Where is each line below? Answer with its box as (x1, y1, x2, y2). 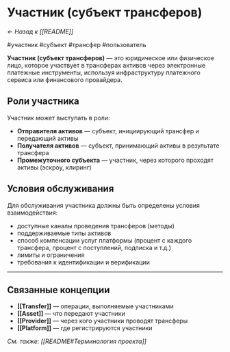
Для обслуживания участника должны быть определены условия (7, 201, 201, 209)
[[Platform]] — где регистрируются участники (16, 324, 153, 332)
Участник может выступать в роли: (7, 113, 110, 122)
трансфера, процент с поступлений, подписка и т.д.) (16, 243, 172, 252)
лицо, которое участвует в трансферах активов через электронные (7, 61, 206, 69)
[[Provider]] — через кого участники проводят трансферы (16, 316, 188, 325)
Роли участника (7, 96, 80, 107)
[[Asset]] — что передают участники (16, 310, 125, 318)
